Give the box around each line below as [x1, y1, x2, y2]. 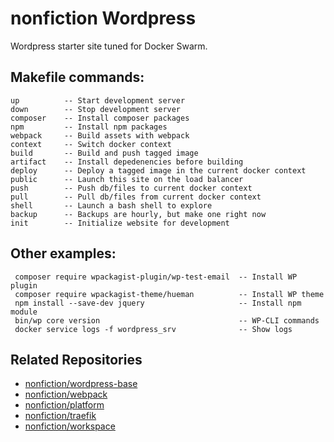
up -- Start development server [10, 95, 186, 106]
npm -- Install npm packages [10, 122, 168, 132]
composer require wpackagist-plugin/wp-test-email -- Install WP [14, 272, 298, 282]
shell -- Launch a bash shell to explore [10, 200, 213, 211]
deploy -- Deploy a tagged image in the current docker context [10, 165, 307, 176]
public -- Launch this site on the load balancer [10, 174, 244, 184]
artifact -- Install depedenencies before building [10, 157, 244, 167]
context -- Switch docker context [10, 139, 172, 149]
